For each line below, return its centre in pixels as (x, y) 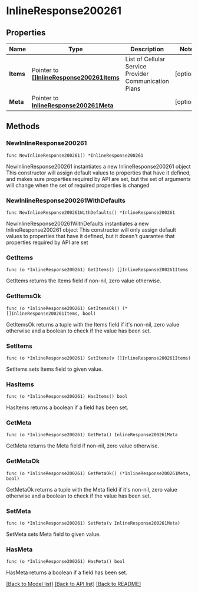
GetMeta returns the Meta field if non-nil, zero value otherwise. (83, 446)
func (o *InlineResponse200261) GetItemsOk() (63, 308)
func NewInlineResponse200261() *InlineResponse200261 (75, 155)
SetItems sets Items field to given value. (55, 369)
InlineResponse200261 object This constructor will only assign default (91, 230)
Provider (137, 74)
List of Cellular (145, 59)
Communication (147, 81)
